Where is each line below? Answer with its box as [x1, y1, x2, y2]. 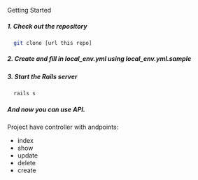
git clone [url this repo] [13, 39, 92, 46]
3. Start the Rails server [7, 72, 78, 81]
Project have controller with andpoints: [7, 123, 119, 132]
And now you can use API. [7, 105, 85, 113]
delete [17, 159, 36, 167]
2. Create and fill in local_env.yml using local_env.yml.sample [7, 55, 192, 63]
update [17, 151, 38, 160]
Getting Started [7, 6, 52, 14]
